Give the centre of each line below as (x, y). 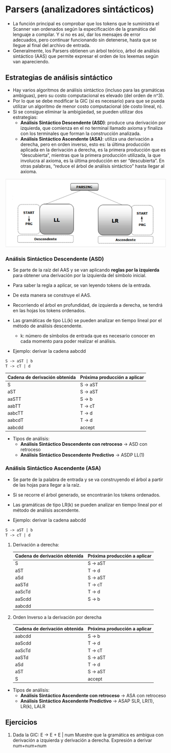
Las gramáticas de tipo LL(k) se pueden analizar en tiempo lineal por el (87, 321)
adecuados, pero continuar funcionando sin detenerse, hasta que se (85, 40)
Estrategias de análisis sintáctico (59, 78)
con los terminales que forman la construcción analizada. (81, 133)
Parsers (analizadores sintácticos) (80, 9)
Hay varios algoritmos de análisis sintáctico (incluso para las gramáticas (89, 90)
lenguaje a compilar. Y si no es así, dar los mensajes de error (77, 34)
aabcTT (16, 413)
